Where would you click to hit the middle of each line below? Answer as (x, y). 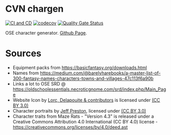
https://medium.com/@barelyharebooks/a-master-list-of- (100, 73)
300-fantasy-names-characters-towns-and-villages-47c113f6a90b (83, 78)
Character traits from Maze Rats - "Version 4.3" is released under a (83, 116)
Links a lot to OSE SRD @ (39, 84)
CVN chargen (34, 9)
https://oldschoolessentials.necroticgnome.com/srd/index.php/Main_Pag (89, 89)
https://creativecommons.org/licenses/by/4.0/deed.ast (70, 127)
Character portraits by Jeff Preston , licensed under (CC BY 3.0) (79, 111)
